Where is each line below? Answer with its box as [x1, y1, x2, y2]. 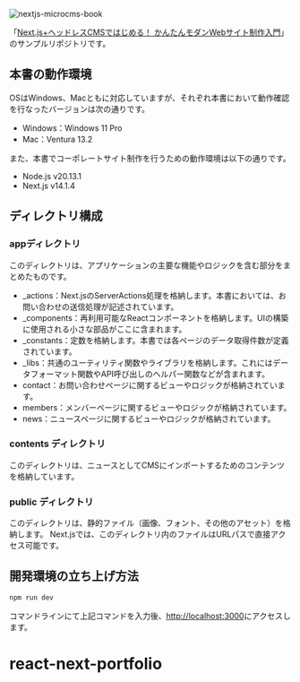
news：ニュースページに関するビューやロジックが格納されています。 [21, 413, 276, 424]
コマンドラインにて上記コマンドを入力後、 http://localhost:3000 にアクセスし [9, 610, 291, 621]
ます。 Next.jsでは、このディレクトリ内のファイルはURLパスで [24, 529, 255, 540]
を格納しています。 [9, 470, 80, 481]
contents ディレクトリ [9, 437, 106, 450]
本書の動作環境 [9, 67, 92, 82]
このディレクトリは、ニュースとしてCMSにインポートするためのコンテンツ [9, 460, 285, 470]
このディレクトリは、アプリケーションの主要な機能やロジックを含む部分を [9, 260, 284, 271]
